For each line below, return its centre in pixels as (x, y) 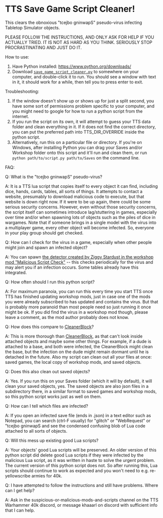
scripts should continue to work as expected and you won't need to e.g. (77, 470)
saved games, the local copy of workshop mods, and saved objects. (73, 362)
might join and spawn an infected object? (46, 247)
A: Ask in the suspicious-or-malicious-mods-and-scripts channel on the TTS (82, 500)
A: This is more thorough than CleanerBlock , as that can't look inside (74, 336)
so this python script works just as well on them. (54, 397)
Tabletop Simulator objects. (32, 27)
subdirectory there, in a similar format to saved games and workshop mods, (81, 391)
